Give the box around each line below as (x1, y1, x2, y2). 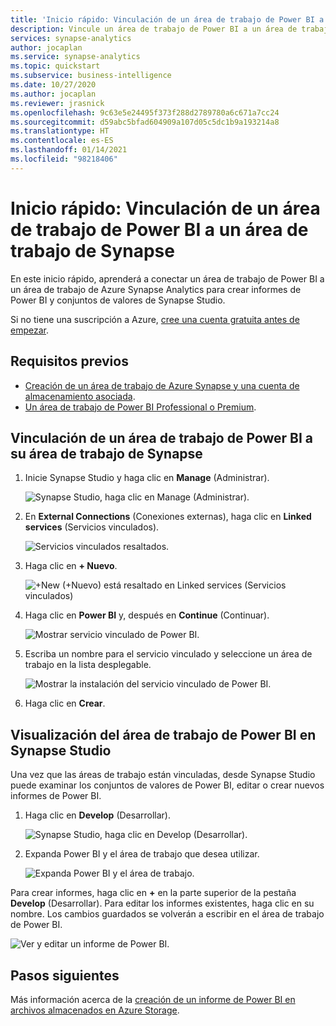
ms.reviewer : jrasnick (10, 98, 105, 108)
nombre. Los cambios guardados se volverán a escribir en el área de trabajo (10, 908, 325, 920)
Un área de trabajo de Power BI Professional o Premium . (24, 401, 257, 413)
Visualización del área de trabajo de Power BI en (10, 726, 317, 743)
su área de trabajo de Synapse (10, 445, 203, 462)
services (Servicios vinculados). (24, 521, 160, 533)
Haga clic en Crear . (24, 697, 106, 710)
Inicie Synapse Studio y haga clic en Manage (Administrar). (24, 472, 270, 484)
